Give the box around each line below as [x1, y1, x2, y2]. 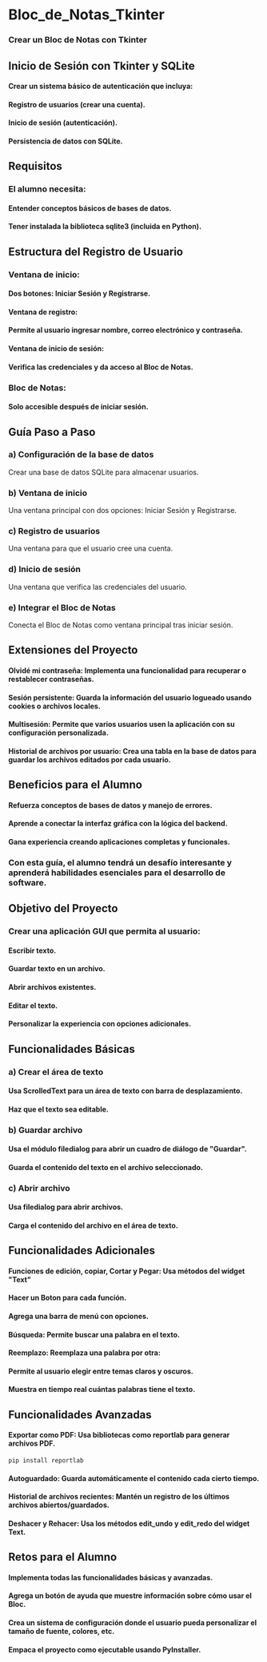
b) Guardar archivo [8, 1124, 83, 1136]
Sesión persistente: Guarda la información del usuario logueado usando [8, 692, 252, 702]
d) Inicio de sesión [8, 563, 82, 575]
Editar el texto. [8, 1000, 58, 1011]
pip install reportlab [8, 1457, 84, 1465]
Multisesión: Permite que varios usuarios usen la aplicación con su [8, 720, 235, 729]
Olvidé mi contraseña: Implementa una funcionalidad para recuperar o [8, 666, 246, 676]
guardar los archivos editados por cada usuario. [8, 755, 171, 764]
